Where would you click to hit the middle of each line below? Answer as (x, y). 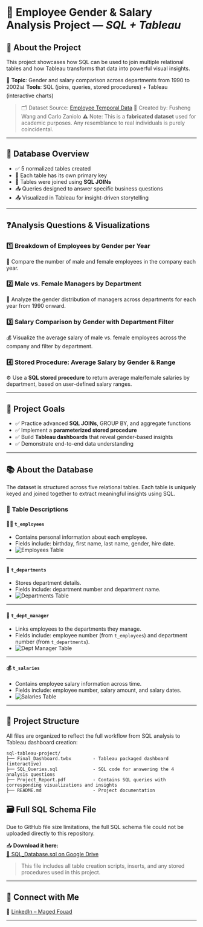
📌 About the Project (44, 47)
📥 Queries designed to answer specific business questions (89, 188)
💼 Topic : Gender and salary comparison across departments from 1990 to (98, 80)
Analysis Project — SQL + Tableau (94, 25)
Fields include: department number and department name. (88, 590)
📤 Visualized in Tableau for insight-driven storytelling (82, 197)
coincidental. (37, 129)
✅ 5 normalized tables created (53, 168)
